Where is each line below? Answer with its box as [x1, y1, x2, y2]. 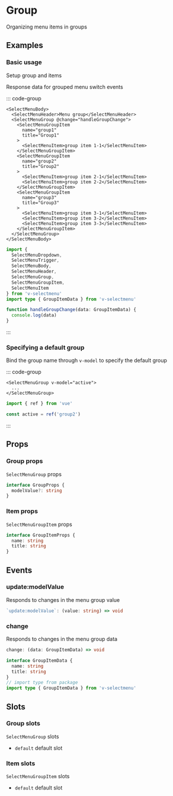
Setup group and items [6, 72, 62, 79]
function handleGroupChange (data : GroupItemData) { [6, 307, 136, 313]
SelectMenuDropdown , [11, 252, 62, 258]
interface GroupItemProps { [6, 532, 76, 538]
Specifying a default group [6, 343, 85, 351]
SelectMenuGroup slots [6, 732, 59, 740]
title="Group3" [21, 199, 60, 205]
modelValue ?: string [11, 487, 62, 493]
